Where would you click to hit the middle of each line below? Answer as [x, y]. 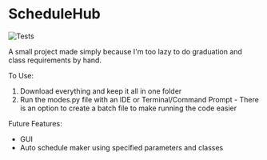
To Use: [21, 75]
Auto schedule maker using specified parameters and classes [122, 147]
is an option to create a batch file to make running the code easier [128, 108]
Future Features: [35, 123]
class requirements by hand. [55, 60]
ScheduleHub [55, 14]
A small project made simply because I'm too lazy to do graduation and [125, 51]
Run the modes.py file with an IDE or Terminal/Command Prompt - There [139, 99]
